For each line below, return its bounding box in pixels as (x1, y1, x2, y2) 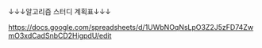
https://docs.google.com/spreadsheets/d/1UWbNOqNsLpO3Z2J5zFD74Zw (8, 23, 254, 31)
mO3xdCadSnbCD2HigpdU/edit (8, 31, 112, 40)
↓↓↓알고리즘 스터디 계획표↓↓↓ (8, 7, 111, 16)
